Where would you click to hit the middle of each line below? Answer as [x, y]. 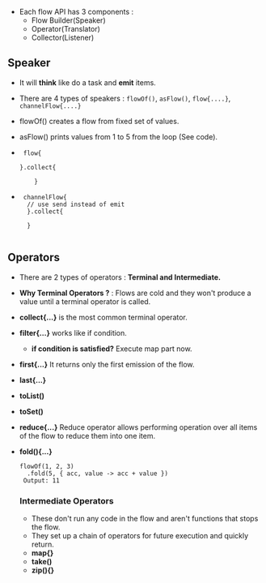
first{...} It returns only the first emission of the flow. [107, 364]
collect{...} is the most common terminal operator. [103, 317]
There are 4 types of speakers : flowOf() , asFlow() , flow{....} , [125, 98]
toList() [32, 396]
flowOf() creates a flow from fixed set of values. [99, 121]
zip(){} [42, 570]
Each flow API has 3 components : [76, 12]
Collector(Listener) [63, 37]
